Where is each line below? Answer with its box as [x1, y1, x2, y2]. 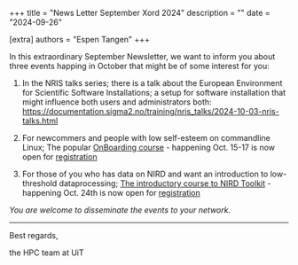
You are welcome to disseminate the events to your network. [9, 205, 231, 215]
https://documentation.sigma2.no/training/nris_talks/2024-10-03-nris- [21, 106, 279, 116]
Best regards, [9, 230, 59, 240]
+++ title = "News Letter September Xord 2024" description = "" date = [9, 8, 271, 18]
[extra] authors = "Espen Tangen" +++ [9, 35, 151, 44]
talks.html [21, 115, 59, 126]
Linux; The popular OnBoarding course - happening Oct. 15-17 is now [21, 142, 276, 152]
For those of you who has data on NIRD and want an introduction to [21, 168, 269, 179]
